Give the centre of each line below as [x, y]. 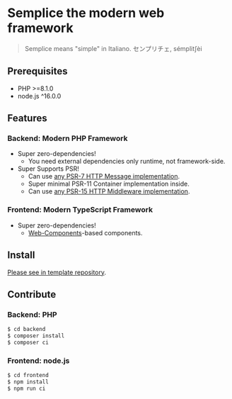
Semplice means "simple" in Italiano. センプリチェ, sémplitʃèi [114, 48]
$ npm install [28, 382]
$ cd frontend [28, 376]
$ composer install [36, 336]
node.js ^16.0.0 [39, 96]
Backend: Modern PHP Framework [68, 138]
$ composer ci [28, 342]
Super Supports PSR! [48, 169]
